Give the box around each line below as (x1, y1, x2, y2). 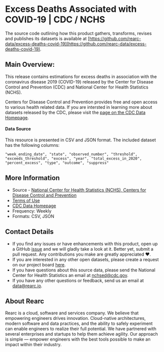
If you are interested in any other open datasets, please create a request (12, 256, 159, 263)
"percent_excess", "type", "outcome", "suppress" (5, 160, 109, 165)
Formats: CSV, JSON (12, 213, 55, 219)
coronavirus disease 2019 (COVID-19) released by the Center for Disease (5, 79, 154, 85)
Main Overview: (5, 60, 55, 69)
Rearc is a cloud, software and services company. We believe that (5, 310, 139, 316)
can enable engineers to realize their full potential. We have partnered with (5, 326, 157, 332)
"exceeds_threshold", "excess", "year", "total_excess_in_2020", (5, 156, 142, 161)
